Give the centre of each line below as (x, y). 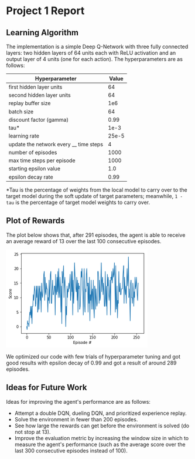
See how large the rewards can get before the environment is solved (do (102, 426)
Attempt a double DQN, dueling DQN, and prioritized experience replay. (101, 413)
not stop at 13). (32, 432)
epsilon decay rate (31, 177)
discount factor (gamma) (39, 119)
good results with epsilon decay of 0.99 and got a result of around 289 (91, 363)
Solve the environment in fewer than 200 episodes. (76, 419)
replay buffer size (30, 103)
